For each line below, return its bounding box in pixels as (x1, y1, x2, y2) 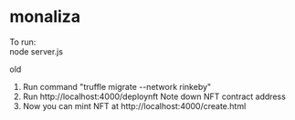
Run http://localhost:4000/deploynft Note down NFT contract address (22, 91, 286, 102)
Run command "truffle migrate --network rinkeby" (22, 81, 212, 92)
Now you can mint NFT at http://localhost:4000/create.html (22, 100, 247, 111)
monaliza (9, 6, 80, 27)
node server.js (9, 45, 64, 56)
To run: (9, 36, 37, 47)
